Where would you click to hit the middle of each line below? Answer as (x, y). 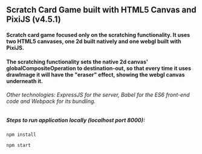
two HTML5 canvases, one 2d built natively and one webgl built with (94, 41)
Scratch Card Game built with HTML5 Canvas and (101, 10)
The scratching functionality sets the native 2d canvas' (77, 62)
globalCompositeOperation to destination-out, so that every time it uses (99, 68)
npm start (19, 146)
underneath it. (25, 81)
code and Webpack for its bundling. (51, 101)
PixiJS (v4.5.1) (34, 20)
